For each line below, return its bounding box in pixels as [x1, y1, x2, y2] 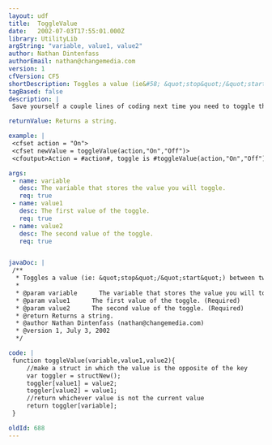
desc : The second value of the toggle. [19, 229, 154, 238]
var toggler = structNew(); [26, 371, 121, 380]
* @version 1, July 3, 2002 [15, 326, 111, 335]
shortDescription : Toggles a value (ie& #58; [8, 80, 161, 88]
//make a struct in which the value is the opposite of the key [26, 364, 249, 372]
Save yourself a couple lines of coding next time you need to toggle [11, 102, 255, 110]
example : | [8, 132, 45, 140]
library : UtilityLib [8, 34, 79, 43]
